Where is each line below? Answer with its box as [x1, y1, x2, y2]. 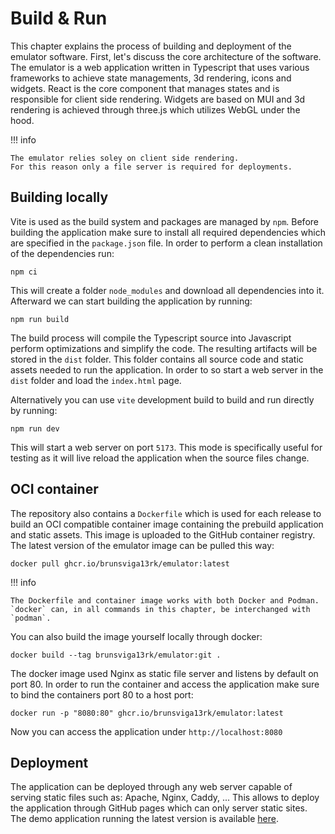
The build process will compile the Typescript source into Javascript [10, 332, 292, 344]
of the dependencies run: [10, 247, 115, 259]
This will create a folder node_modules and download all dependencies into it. [10, 284, 325, 296]
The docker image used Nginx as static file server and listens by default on [10, 667, 319, 679]
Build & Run [10, 7, 108, 30]
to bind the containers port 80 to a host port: [10, 688, 194, 701]
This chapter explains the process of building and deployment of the [10, 40, 292, 52]
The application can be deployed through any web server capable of [10, 781, 293, 793]
